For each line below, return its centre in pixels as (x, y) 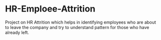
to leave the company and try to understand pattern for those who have (77, 27)
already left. (17, 32)
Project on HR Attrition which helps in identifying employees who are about (81, 22)
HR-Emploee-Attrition (50, 9)
